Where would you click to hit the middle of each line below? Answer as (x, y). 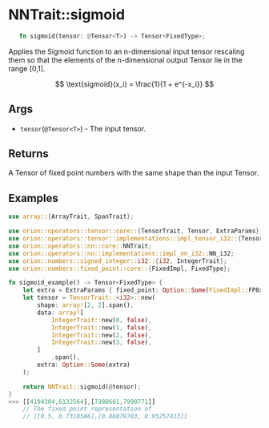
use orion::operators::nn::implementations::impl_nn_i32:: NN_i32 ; (121, 253)
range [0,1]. (27, 68)
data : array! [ (60, 313)
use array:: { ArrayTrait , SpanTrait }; (71, 217)
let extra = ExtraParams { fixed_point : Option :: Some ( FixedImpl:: (136, 290)
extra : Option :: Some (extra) (84, 365)
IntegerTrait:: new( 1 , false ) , (101, 327)
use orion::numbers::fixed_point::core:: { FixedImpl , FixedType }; (119, 269)
